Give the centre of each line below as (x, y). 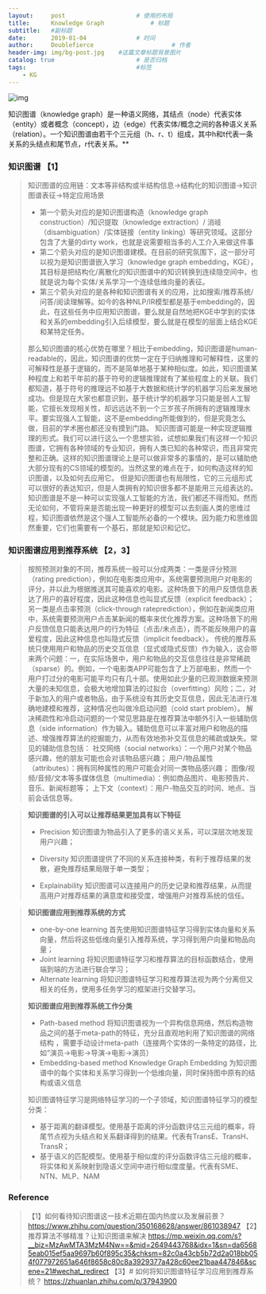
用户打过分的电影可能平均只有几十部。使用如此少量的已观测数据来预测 (143, 678)
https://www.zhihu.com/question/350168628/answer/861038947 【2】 (143, 1226)
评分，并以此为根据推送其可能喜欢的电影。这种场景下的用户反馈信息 (139, 589)
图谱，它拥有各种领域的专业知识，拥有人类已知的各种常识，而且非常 (139, 448)
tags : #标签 (80, 68)
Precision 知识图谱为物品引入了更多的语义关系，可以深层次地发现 (146, 832)
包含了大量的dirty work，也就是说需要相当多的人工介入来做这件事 (146, 242)
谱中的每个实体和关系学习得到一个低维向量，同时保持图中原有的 (144, 1073)
